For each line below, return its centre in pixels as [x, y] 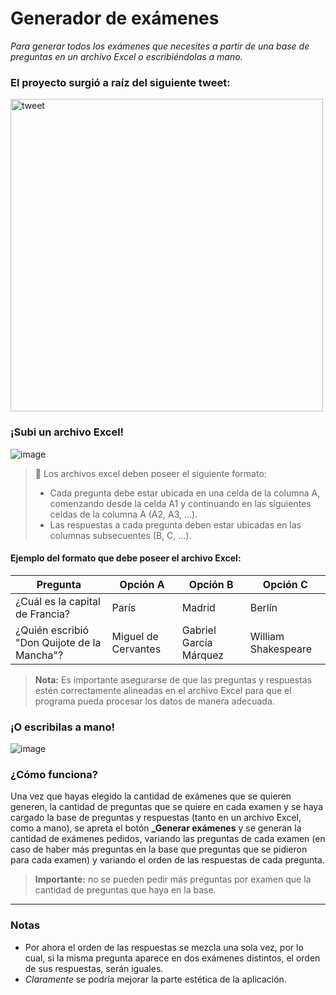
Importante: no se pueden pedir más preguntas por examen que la [173, 879]
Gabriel [199, 630]
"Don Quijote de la [58, 642]
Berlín [263, 607]
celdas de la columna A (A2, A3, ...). [123, 514]
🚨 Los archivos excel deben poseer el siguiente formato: [150, 473]
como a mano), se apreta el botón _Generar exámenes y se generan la [156, 828]
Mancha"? [39, 655]
